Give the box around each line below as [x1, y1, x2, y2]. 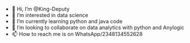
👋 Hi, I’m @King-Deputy [11, 6, 70, 12]
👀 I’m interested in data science [11, 12, 89, 19]
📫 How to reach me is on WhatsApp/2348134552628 [11, 31, 143, 37]
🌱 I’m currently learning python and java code [11, 18, 123, 24]
